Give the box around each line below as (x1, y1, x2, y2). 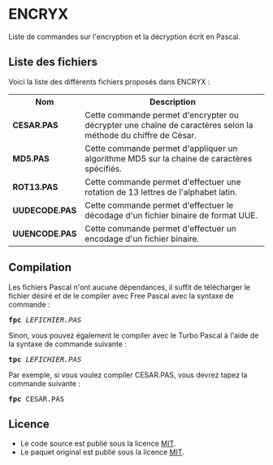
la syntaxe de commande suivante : (8, 338, 128, 349)
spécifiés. (84, 163, 122, 174)
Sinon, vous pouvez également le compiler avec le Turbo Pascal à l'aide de (8, 330, 259, 340)
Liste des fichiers (8, 55, 97, 69)
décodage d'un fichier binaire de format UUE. (84, 209, 258, 221)
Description (149, 96, 197, 107)
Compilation (8, 260, 71, 274)
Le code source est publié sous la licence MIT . (19, 439, 176, 449)
